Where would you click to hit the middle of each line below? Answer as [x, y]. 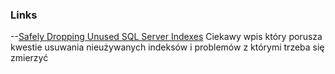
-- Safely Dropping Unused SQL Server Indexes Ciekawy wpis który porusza [166, 37]
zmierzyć [29, 58]
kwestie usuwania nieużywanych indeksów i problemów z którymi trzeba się [167, 47]
